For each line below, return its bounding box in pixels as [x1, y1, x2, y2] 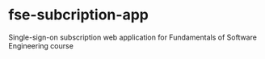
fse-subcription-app [8, 6, 149, 24]
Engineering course [8, 40, 74, 50]
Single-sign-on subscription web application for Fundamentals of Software [8, 32, 257, 42]
